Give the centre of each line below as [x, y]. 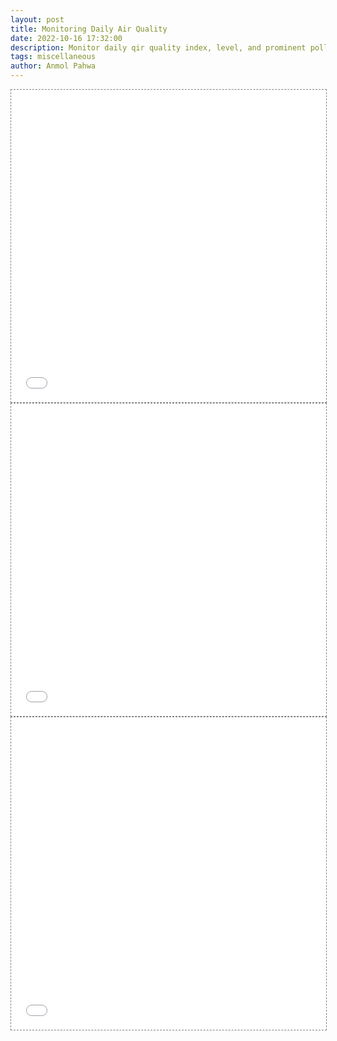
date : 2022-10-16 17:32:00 [66, 38]
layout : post [37, 19]
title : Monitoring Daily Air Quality [89, 29]
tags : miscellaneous [53, 57]
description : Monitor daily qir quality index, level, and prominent [158, 47]
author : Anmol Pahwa [53, 66]
